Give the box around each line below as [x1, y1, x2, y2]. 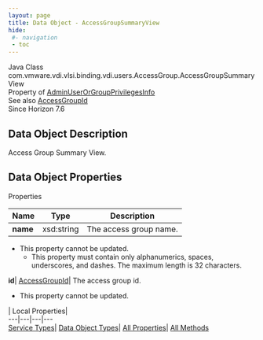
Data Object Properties [8, 171, 122, 184]
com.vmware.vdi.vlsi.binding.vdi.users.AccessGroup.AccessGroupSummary [8, 71, 255, 80]
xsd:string [42, 224, 79, 235]
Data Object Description [8, 127, 128, 140]
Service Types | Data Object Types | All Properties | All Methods [8, 323, 210, 332]
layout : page [8, 11, 51, 20]
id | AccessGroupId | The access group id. [8, 275, 141, 285]
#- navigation [11, 33, 58, 42]
